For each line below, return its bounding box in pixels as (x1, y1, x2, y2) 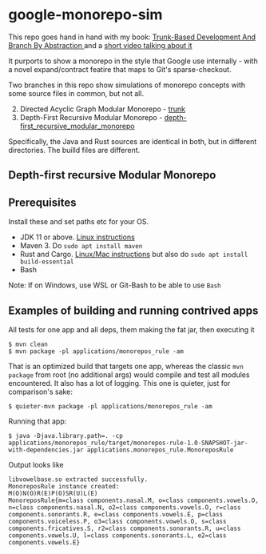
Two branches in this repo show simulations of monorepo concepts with (8, 80, 246, 90)
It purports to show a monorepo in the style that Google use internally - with (8, 56, 258, 66)
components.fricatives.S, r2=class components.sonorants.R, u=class (8, 524, 241, 532)
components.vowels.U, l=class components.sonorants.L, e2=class (8, 531, 227, 540)
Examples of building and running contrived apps (8, 303, 259, 317)
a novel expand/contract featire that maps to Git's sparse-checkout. (8, 64, 232, 74)
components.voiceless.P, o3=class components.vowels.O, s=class (8, 517, 227, 525)
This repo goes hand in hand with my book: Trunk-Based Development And (8, 32, 256, 42)
